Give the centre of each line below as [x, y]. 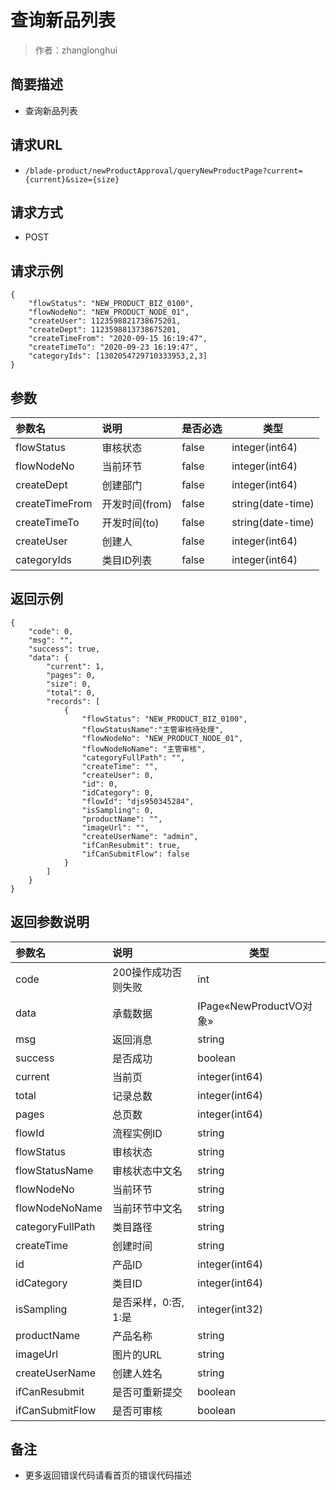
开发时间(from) [137, 504]
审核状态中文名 [147, 1171]
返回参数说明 [50, 922]
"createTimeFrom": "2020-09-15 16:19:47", [118, 339]
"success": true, [64, 649]
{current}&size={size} [72, 179]
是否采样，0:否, [148, 1302]
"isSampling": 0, [118, 810]
